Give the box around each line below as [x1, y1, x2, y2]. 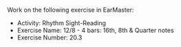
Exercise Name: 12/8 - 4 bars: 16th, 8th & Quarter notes [17, 27, 174, 34]
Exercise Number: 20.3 [17, 33, 83, 42]
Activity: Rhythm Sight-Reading [17, 19, 107, 27]
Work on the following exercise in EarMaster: [7, 6, 134, 14]
